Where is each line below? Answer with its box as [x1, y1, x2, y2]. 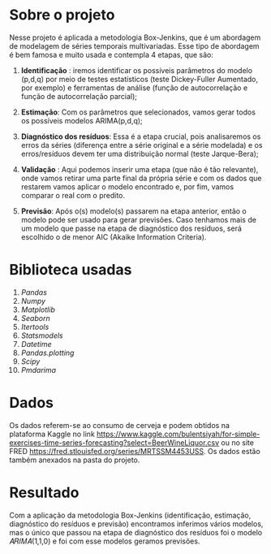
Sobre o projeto [9, 6, 115, 24]
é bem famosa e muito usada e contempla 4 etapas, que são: [9, 50, 214, 59]
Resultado [9, 483, 80, 501]
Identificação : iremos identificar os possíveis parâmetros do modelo [20, 65, 253, 75]
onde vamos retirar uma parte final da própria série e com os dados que [20, 173, 262, 183]
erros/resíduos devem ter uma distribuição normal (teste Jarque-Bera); [20, 149, 259, 158]
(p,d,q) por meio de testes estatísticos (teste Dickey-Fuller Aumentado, [20, 74, 259, 84]
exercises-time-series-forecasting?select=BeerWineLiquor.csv [9, 437, 220, 448]
